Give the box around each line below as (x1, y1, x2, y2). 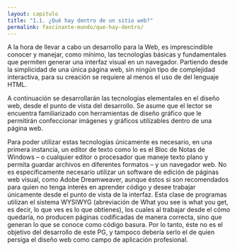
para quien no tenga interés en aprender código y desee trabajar (7, 183, 196, 192)
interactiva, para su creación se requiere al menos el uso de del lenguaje (7, 73, 219, 81)
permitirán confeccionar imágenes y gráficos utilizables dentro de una (7, 117, 212, 125)
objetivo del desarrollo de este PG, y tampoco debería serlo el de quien (7, 228, 215, 237)
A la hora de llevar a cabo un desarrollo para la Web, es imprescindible (7, 43, 214, 52)
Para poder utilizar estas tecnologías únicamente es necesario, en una (7, 138, 212, 146)
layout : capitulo (7, 10, 59, 18)
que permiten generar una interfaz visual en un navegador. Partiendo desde (7, 58, 229, 66)
